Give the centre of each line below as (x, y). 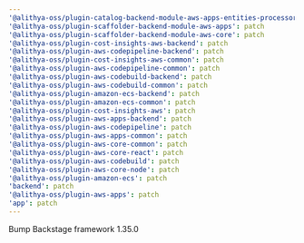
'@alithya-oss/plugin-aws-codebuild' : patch (94, 161)
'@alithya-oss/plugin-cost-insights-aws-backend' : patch (118, 43)
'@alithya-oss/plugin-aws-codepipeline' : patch (100, 128)
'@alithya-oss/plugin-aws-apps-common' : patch (98, 136)
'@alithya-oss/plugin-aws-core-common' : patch (98, 144)
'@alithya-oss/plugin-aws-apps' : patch (84, 195)
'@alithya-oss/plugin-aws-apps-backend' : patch (100, 119)
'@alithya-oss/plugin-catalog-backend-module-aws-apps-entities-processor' (155, 18)
